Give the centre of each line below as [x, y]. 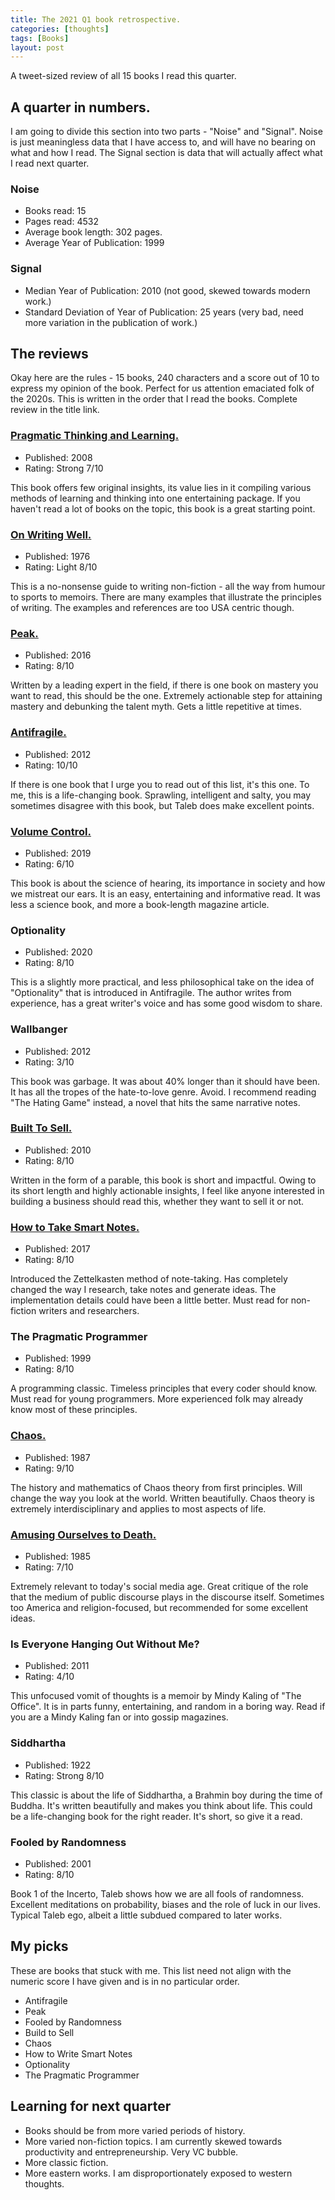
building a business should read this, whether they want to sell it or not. [157, 1201]
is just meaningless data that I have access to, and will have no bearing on [163, 142]
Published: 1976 [57, 557]
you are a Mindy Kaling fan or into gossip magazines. [119, 1717]
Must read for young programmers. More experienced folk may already [157, 1399]
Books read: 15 [55, 211]
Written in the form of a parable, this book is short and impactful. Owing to [163, 1180]
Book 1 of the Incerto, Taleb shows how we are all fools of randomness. [157, 1893]
